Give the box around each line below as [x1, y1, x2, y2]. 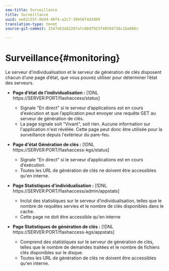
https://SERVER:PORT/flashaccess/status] [12, 95, 100, 101]
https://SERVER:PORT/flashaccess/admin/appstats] [12, 188, 120, 194]
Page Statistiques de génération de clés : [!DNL [12, 223, 114, 230]
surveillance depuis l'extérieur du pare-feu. [20, 132, 110, 138]
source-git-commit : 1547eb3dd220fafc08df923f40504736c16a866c [5, 26, 139, 31]
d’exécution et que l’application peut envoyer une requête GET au [20, 110, 156, 116]
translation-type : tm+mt [5, 21, 58, 27]
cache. [20, 208, 35, 215]
